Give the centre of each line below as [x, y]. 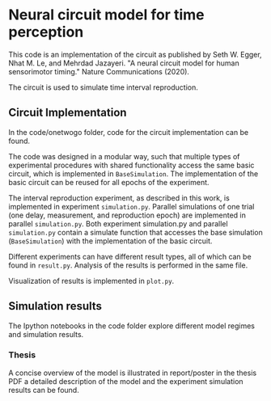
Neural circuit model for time [106, 15]
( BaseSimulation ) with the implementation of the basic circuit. [110, 241]
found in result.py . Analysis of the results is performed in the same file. [128, 265]
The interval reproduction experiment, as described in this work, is [119, 198]
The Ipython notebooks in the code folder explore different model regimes [131, 326]
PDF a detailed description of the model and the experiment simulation [126, 381]
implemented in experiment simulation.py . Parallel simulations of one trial [131, 206]
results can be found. [44, 390]
